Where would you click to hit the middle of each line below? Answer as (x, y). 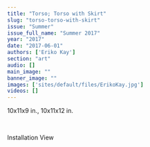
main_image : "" (29, 71)
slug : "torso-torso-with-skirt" (54, 20)
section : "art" (29, 59)
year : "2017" (26, 40)
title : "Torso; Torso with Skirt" (57, 14)
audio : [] (21, 65)
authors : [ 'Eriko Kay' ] (41, 53)
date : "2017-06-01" (35, 46)
